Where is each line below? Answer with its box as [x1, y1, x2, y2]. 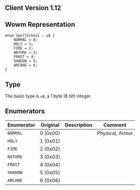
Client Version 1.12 [5, 4, 61, 12]
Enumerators [5, 107, 45, 115]
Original [41, 121, 59, 128]
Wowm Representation [5, 20, 75, 29]
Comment [103, 121, 127, 128]
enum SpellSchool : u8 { [5, 33, 55, 38]
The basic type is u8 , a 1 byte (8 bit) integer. [5, 93, 92, 99]
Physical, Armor [97, 129, 133, 136]
